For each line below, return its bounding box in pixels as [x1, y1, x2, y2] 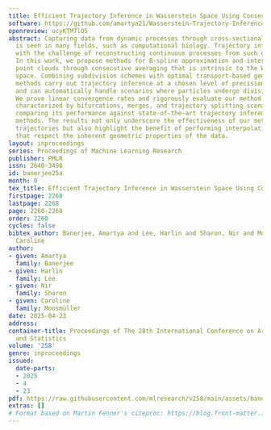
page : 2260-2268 [8, 207, 63, 215]
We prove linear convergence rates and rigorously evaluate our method [15, 94, 262, 102]
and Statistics [15, 334, 67, 343]
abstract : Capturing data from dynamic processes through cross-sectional [8, 34, 265, 43]
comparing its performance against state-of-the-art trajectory [15, 110, 236, 118]
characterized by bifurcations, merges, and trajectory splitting [15, 102, 244, 110]
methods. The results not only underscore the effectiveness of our [15, 117, 251, 125]
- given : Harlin [8, 267, 63, 275]
